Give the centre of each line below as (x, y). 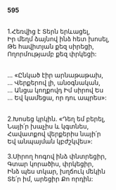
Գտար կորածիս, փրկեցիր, (51, 164)
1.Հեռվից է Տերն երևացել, (49, 31)
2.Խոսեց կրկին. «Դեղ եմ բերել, (56, 119)
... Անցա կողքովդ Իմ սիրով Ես (56, 90)
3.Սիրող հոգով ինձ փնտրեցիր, (57, 156)
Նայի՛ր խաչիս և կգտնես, (48, 126)
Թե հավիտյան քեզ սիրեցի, (51, 46)
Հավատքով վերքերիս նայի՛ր (54, 134)
